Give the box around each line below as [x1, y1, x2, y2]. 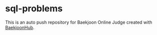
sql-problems [5, 3, 63, 14]
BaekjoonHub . [5, 24, 35, 30]
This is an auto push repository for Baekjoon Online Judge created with [5, 19, 152, 25]
